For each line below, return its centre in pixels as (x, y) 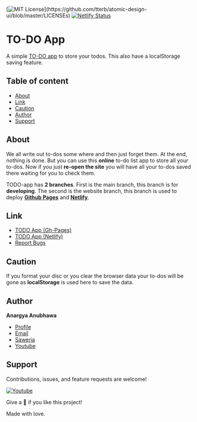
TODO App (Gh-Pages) (43, 230)
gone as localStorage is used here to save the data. (70, 283)
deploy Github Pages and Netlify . (48, 197)
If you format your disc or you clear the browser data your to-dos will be (95, 276)
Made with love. (26, 414)
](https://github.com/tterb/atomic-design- (96, 9)
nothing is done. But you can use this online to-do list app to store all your (97, 160)
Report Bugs (30, 243)
